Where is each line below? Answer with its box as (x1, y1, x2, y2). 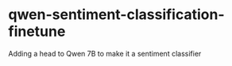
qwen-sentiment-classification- (8, 6, 225, 24)
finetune (8, 22, 66, 41)
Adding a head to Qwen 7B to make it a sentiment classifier (8, 49, 202, 58)
